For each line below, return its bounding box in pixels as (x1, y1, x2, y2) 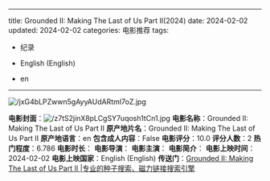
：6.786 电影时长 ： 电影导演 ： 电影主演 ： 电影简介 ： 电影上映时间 (29, 143, 248, 153)
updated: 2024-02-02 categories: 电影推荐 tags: (8, 26, 170, 34)
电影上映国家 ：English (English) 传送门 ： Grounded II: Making (51, 154, 254, 163)
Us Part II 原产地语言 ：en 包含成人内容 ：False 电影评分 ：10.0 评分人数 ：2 (8, 134, 252, 143)
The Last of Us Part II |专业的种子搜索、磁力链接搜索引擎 (8, 163, 195, 173)
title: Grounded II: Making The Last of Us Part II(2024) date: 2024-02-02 (8, 16, 248, 25)
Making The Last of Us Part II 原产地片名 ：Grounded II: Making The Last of (8, 123, 256, 133)
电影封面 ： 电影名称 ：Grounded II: (8, 114, 249, 123)
